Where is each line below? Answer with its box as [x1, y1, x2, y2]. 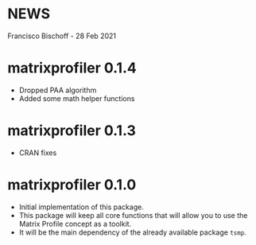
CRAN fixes [18, 148, 57, 157]
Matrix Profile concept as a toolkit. [18, 219, 132, 228]
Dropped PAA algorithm [18, 85, 97, 95]
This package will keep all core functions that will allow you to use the [18, 210, 248, 220]
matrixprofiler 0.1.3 [7, 122, 136, 140]
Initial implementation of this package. [18, 202, 144, 212]
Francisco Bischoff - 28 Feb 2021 [7, 31, 117, 41]
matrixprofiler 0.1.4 [7, 59, 137, 77]
